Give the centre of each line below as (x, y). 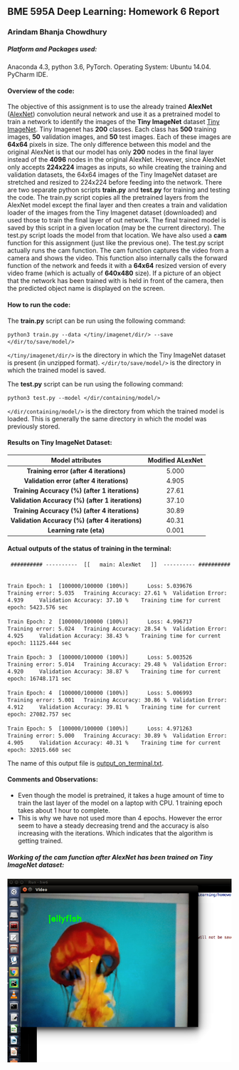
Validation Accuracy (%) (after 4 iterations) (76, 520)
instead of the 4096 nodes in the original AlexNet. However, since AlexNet (117, 160)
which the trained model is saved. (57, 370)
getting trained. (40, 841)
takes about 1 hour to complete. (64, 811)
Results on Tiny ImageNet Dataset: (60, 443)
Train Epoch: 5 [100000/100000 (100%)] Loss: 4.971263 (100, 729)
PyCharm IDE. (28, 75)
